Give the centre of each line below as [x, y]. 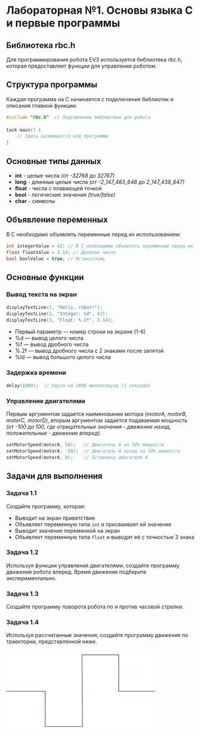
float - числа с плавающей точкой [58, 188]
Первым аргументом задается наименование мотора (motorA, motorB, [97, 414]
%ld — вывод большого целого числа [63, 357]
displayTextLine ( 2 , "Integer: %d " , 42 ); [57, 314]
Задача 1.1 [21, 493]
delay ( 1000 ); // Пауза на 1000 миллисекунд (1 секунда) [79, 386]
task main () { [24, 130]
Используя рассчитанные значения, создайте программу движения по [97, 635]
